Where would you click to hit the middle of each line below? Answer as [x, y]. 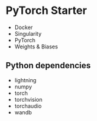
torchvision [28, 99]
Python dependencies [48, 66]
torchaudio [28, 106]
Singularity [28, 33]
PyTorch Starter [46, 11]
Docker [24, 27]
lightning [25, 80]
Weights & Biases [36, 47]
